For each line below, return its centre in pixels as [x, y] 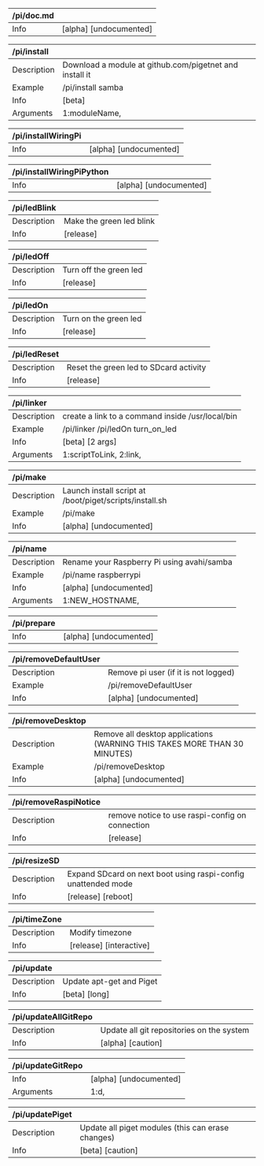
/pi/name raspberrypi [102, 575]
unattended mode [100, 884]
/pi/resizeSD [36, 861]
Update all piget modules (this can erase [154, 1128]
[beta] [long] [86, 994]
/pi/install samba [93, 88]
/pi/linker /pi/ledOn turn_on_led [119, 429]
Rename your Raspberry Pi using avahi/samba [148, 562]
